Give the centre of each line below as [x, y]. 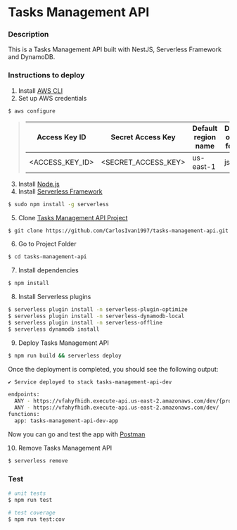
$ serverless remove [38, 461]
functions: [24, 415]
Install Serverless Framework [60, 191]
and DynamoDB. [32, 57]
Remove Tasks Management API [65, 448]
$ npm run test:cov [37, 519]
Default [205, 128]
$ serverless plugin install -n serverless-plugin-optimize [98, 310]
